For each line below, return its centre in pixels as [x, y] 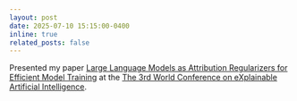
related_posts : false [50, 42]
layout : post [34, 17]
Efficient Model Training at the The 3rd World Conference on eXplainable [143, 78]
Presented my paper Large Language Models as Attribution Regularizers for [148, 68]
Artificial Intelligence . [48, 87]
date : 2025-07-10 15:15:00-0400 [69, 26]
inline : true [34, 34]
